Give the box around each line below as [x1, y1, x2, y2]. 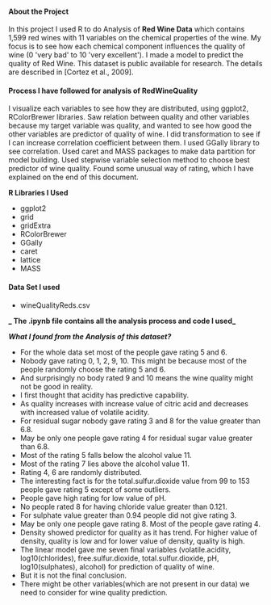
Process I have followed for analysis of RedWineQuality [8, 86, 198, 95]
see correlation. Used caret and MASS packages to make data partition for [8, 146, 256, 157]
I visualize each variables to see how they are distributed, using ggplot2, [8, 103, 249, 113]
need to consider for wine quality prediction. [19, 587, 168, 597]
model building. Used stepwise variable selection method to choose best [8, 155, 250, 165]
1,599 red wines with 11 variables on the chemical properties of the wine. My [8, 33, 262, 43]
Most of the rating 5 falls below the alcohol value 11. [19, 450, 192, 460]
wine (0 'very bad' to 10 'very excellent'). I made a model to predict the [8, 50, 244, 60]
